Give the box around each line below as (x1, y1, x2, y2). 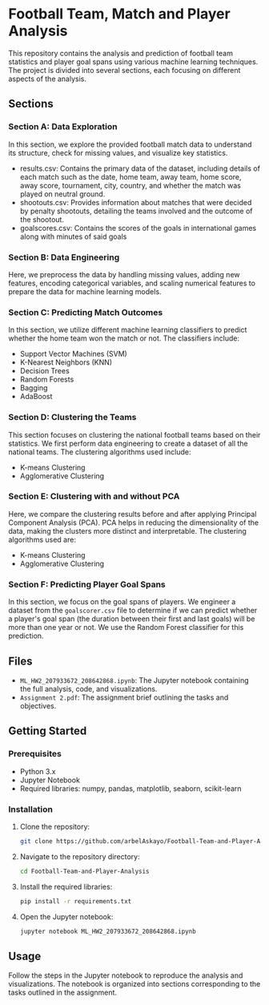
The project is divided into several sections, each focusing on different (8, 65, 241, 75)
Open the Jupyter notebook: (19, 911, 114, 922)
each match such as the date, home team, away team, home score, (19, 172, 242, 181)
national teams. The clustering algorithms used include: (8, 446, 191, 457)
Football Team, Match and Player (8, 5, 231, 23)
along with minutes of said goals (19, 232, 127, 241)
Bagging (19, 383, 48, 393)
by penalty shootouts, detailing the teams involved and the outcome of (19, 206, 253, 216)
